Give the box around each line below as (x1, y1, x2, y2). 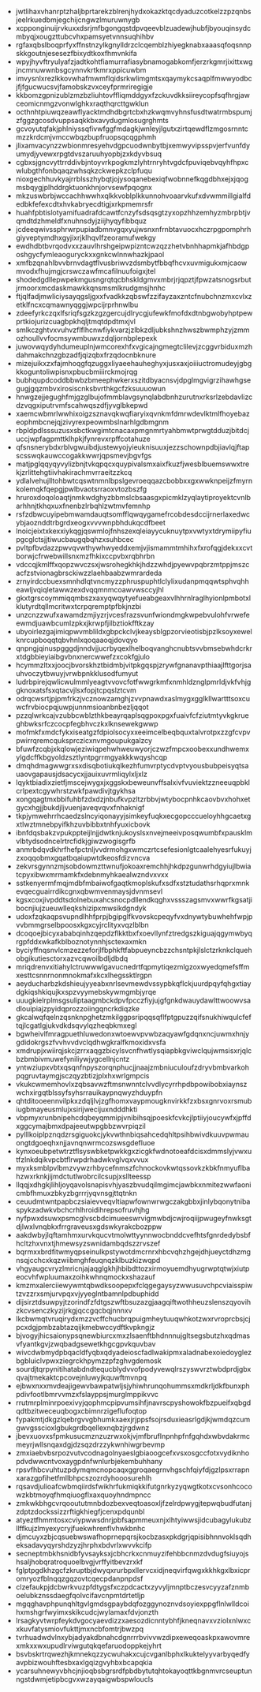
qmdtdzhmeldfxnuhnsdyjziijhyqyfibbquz (15, 216, 147, 226)
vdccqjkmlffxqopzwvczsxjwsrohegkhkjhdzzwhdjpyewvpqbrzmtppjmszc (15, 560, 250, 569)
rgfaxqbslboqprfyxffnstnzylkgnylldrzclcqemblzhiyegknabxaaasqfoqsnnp (15, 40, 252, 50)
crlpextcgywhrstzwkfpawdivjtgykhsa (15, 786, 136, 795)
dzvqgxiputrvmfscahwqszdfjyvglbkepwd (15, 401, 148, 409)
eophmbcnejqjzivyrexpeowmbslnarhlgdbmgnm (15, 417, 170, 427)
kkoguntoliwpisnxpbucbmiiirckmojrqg (15, 367, 138, 376)
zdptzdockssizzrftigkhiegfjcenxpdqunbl (15, 1507, 145, 1516)
